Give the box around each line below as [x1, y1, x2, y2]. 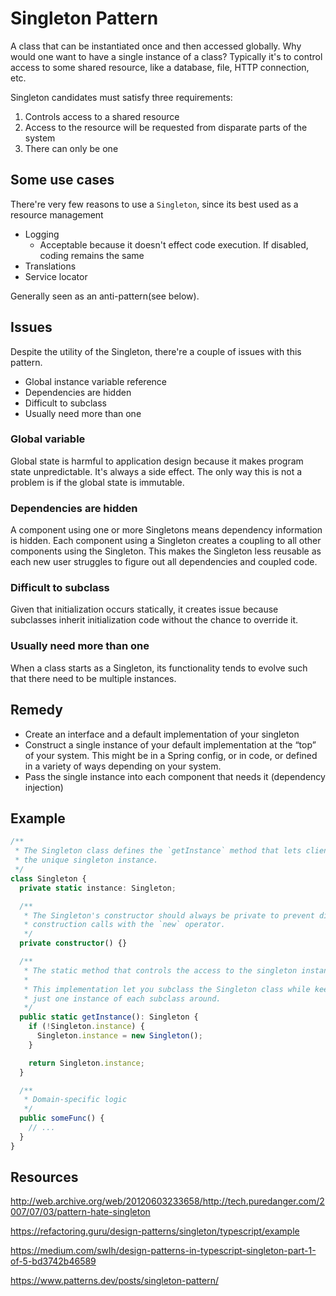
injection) [24, 781, 64, 793]
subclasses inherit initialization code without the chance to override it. [10, 614, 299, 626]
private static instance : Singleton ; [19, 883, 177, 893]
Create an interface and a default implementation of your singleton [24, 728, 300, 740]
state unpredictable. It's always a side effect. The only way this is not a [10, 465, 303, 477]
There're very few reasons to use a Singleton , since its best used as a [10, 198, 299, 210]
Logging [24, 228, 60, 240]
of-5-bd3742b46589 [10, 1255, 97, 1267]
